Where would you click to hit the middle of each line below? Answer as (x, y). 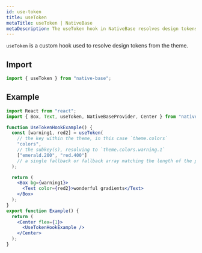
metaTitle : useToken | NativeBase (50, 23)
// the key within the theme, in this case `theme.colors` (93, 139)
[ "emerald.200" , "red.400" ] (52, 155)
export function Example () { (43, 211)
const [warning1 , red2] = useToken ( (57, 133)
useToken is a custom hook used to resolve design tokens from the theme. (97, 46)
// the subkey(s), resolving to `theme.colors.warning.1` (91, 150)
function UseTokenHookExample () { (50, 127)
